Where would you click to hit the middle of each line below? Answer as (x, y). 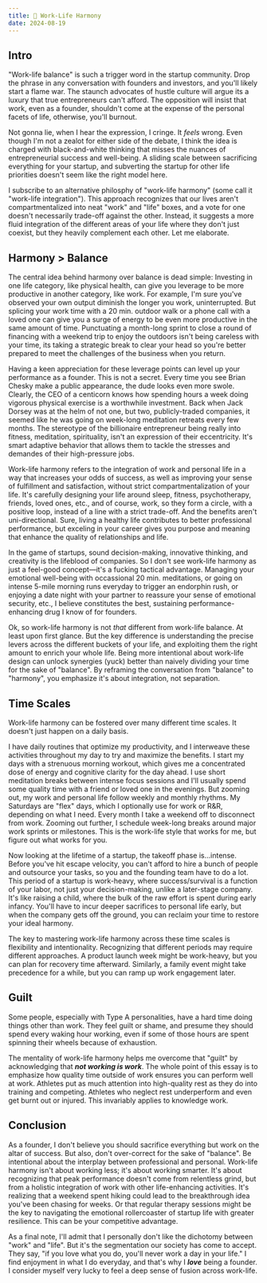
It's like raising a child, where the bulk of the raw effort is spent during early (132, 897)
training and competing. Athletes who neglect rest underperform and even (130, 1091)
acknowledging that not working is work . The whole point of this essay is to (133, 1066)
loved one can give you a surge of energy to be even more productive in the (133, 319)
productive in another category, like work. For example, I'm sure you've (125, 294)
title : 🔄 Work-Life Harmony (55, 16)
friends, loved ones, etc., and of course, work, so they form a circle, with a (130, 503)
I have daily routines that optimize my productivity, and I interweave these (129, 746)
